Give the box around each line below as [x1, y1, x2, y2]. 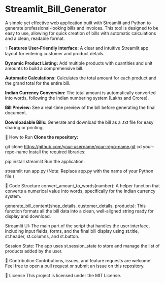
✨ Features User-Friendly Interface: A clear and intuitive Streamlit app [5, 45, 149, 51]
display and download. [5, 213, 51, 219]
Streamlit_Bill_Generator [5, 3, 107, 15]
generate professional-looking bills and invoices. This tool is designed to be [5, 25, 159, 31]
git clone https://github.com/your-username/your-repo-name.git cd [5, 143, 142, 149]
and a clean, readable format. [5, 35, 65, 41]
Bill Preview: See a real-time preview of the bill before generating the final [5, 105, 156, 110]
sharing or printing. [5, 124, 44, 130]
